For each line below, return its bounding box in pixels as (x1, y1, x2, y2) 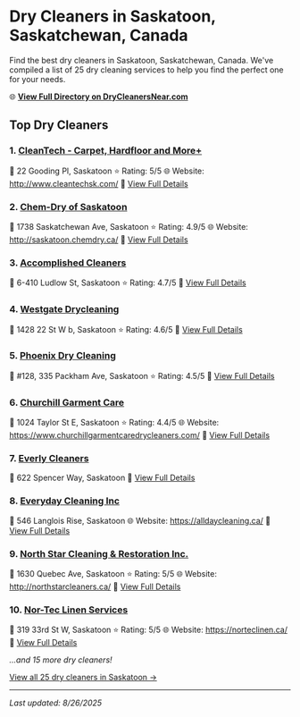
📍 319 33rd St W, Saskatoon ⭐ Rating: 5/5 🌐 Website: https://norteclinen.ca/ (9, 624, 288, 636)
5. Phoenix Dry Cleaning (9, 350, 116, 362)
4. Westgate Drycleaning (9, 303, 120, 316)
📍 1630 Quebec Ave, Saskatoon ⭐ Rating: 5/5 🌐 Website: (9, 569, 217, 578)
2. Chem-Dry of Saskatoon (9, 200, 128, 213)
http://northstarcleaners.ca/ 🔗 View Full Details (9, 581, 181, 592)
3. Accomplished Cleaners (9, 257, 127, 269)
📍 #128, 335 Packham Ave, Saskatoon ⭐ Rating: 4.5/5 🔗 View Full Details (9, 370, 275, 381)
